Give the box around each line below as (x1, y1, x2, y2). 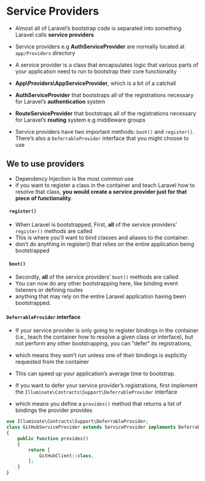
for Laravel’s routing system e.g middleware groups (15, 116, 146, 123)
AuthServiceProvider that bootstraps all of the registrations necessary (15, 91, 194, 98)
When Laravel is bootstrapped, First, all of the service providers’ (15, 221, 177, 228)
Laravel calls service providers (15, 31, 95, 38)
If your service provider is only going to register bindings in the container (15, 327, 199, 334)
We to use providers (6, 159, 85, 169)
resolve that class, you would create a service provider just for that (15, 188, 187, 195)
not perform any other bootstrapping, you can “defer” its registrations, (15, 340, 192, 347)
